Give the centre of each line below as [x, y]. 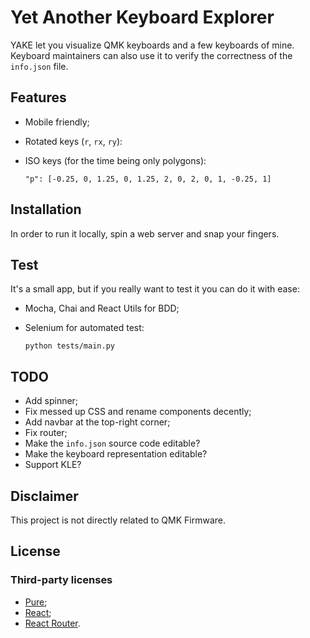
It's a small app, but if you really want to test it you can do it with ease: [155, 289]
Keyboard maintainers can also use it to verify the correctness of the [151, 55]
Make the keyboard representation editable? [116, 454]
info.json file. [39, 66]
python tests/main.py [69, 346]
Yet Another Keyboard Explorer [142, 17]
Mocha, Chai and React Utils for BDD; [102, 308]
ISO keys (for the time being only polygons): [115, 160]
